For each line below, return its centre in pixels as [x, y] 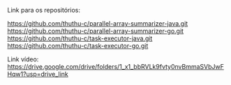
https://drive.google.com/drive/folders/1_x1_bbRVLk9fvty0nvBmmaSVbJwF [116, 67]
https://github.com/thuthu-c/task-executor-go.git [78, 46]
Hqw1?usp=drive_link [38, 74]
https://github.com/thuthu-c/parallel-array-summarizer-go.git [95, 31]
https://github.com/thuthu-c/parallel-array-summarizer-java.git [98, 23]
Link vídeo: [23, 59]
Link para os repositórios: [44, 10]
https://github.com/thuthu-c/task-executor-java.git [80, 38]
